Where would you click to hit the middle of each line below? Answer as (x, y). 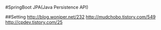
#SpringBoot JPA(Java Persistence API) (47, 7)
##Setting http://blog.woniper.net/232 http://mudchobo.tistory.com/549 (80, 17)
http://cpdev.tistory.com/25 (34, 22)
